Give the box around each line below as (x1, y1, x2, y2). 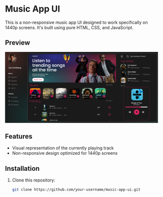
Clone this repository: (12, 177, 55, 183)
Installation (5, 164, 40, 173)
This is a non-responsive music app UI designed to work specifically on (5, 19, 148, 25)
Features (5, 132, 33, 140)
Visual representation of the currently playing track (12, 145, 114, 151)
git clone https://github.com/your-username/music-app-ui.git (12, 187, 141, 192)
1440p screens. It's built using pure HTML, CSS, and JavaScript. (5, 24, 133, 30)
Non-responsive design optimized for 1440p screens (12, 150, 118, 156)
